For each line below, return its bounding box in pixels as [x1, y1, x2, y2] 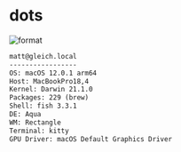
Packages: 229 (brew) [9, 93, 90, 102]
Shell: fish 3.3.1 [9, 101, 77, 111]
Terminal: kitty [9, 126, 69, 135]
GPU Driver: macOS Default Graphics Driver [9, 134, 173, 143]
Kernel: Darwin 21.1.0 [9, 85, 93, 94]
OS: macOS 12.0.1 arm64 [9, 68, 98, 77]
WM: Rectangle [9, 117, 62, 127]
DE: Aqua [9, 110, 42, 119]
